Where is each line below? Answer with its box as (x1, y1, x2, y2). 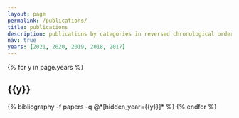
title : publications (7, 23, 69, 31)
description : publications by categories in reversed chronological (7, 30, 215, 38)
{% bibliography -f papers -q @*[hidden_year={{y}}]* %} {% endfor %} (7, 102, 217, 111)
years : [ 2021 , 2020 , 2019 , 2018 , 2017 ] (7, 43, 126, 50)
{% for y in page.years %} (7, 63, 84, 71)
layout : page (7, 10, 46, 18)
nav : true (7, 37, 37, 44)
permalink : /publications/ (7, 17, 87, 24)
